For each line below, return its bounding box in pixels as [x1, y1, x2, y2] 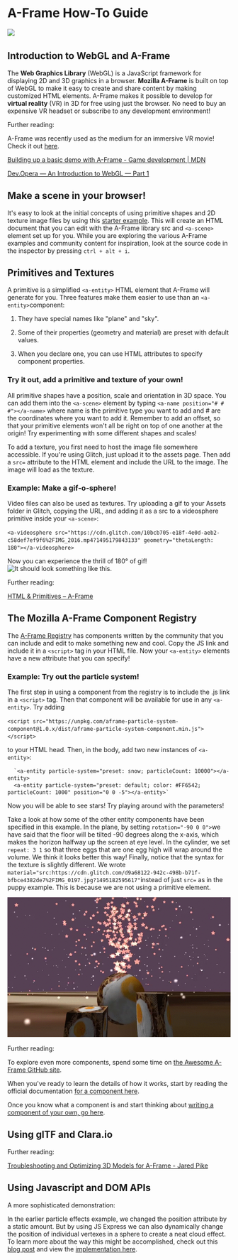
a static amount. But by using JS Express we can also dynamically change [7, 1222, 224, 1230]
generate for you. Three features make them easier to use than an [7, 293, 200, 302]
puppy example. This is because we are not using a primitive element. [7, 883, 211, 892]
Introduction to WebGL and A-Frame [7, 50, 171, 62]
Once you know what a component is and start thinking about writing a [7, 1101, 214, 1109]
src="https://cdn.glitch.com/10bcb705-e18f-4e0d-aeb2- [55, 529, 220, 536]
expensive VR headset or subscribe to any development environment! [7, 107, 211, 115]
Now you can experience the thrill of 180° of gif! [7, 556, 147, 565]
